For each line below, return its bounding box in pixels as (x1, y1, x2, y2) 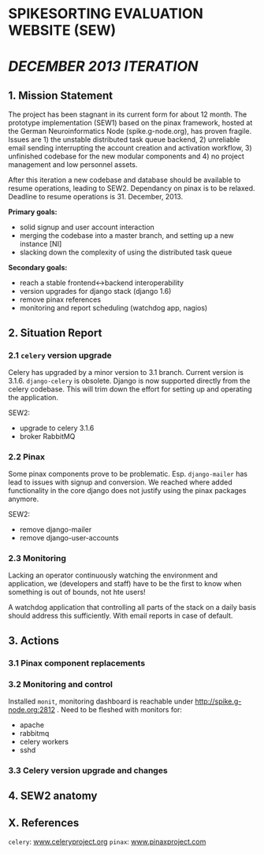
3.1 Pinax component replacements (8, 657, 146, 668)
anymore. (8, 494, 39, 504)
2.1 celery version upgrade (8, 350, 112, 361)
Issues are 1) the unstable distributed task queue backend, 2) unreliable (8, 135, 240, 144)
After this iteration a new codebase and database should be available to (8, 175, 241, 185)
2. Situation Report (8, 326, 102, 340)
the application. (8, 392, 59, 402)
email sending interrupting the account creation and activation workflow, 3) (8, 143, 252, 153)
